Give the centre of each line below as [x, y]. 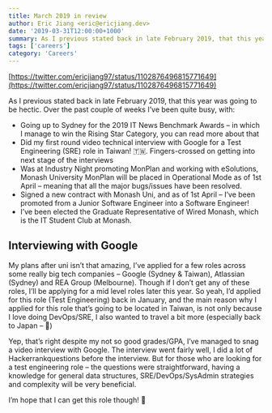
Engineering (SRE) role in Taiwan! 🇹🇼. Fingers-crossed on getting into [138, 151]
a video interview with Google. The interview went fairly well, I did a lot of [131, 350]
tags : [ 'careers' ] [39, 46]
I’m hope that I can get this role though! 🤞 [77, 400]
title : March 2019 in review [57, 16]
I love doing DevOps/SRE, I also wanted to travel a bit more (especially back [135, 317]
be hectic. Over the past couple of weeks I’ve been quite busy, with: [122, 109]
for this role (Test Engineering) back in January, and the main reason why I [133, 300]
